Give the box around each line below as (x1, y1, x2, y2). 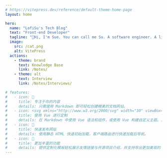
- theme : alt (14, 72, 41, 77)
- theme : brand (14, 58, 46, 63)
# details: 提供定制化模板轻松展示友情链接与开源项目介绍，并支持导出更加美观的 (5, 145, 161, 151)
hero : (5, 21, 16, 26)
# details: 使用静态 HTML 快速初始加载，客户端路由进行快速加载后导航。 (5, 131, 148, 137)
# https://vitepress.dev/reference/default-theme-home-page (5, 7, 133, 12)
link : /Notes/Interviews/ (18, 81, 72, 86)
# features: (5, 90, 30, 95)
